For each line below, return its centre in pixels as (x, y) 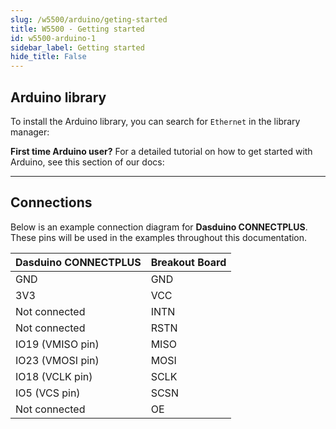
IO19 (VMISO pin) (57, 344)
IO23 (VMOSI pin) (57, 360)
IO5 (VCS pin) (48, 393)
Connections (51, 202)
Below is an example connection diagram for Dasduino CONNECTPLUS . (159, 227)
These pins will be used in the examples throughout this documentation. (159, 237)
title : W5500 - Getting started (77, 29)
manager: (30, 132)
